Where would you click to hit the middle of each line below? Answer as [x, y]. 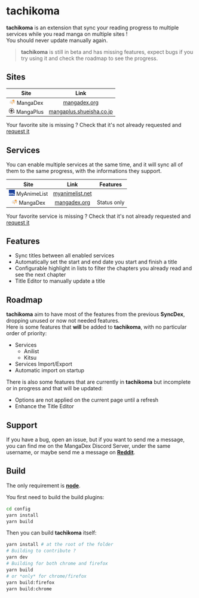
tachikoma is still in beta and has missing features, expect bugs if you [107, 51]
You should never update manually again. [57, 40]
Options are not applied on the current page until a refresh [87, 400]
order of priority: [27, 333]
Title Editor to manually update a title [60, 281]
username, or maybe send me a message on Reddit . [71, 452]
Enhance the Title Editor [44, 406]
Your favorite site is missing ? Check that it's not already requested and [94, 125]
